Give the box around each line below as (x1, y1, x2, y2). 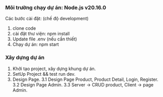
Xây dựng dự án (5, 54, 45, 61)
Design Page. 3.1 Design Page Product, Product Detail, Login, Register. (12, 76, 158, 82)
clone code (12, 25, 36, 31)
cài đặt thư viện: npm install (12, 31, 70, 37)
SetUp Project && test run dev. (12, 71, 75, 77)
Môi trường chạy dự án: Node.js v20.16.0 (5, 4, 107, 11)
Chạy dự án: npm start (12, 41, 59, 47)
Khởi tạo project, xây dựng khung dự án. (12, 65, 96, 72)
